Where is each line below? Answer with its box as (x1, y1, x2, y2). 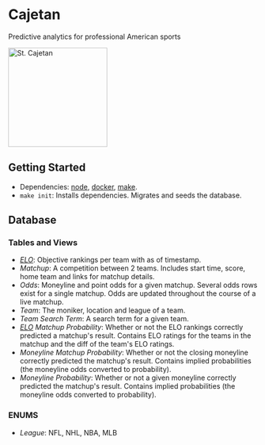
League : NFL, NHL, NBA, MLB (19, 428, 117, 437)
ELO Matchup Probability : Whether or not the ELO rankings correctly (19, 323, 244, 332)
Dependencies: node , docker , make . (19, 182, 138, 191)
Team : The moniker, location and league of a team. (19, 305, 186, 315)
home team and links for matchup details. (19, 272, 155, 282)
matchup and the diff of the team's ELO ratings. (19, 340, 175, 349)
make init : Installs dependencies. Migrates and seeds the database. (19, 190, 242, 200)
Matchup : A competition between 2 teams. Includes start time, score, (19, 263, 246, 273)
